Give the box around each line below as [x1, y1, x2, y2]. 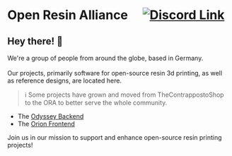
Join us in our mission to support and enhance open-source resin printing [7, 133, 222, 141]
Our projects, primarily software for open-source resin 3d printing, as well [7, 69, 223, 77]
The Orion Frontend [17, 120, 76, 128]
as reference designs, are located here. [7, 76, 122, 85]
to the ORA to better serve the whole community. [24, 99, 168, 107]
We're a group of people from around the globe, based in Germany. [7, 54, 204, 62]
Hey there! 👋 [7, 35, 64, 47]
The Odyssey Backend [17, 112, 84, 120]
